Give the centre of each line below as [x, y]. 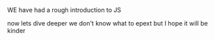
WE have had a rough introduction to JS [64, 10]
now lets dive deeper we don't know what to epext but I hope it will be [107, 23]
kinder [16, 31]
